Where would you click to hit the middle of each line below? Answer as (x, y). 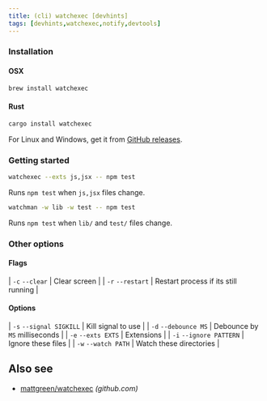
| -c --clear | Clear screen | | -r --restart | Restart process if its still (123, 281)
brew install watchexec (49, 88)
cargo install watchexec (50, 124)
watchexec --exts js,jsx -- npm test (72, 177)
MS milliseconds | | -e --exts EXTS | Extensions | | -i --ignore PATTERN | (126, 335)
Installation (31, 52)
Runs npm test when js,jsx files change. (77, 192)
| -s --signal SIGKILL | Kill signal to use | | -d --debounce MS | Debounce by (133, 326)
